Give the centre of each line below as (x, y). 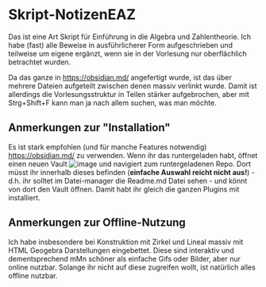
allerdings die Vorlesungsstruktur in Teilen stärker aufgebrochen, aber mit (129, 94)
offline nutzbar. (33, 275)
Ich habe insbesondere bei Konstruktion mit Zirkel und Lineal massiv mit (126, 242)
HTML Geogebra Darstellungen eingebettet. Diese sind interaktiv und (121, 250)
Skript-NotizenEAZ (72, 15)
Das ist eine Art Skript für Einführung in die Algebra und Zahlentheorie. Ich (130, 37)
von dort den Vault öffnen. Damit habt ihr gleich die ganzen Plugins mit (124, 189)
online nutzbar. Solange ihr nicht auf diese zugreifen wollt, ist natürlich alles (132, 267)
